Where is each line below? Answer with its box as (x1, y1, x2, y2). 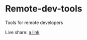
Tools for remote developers (5, 19, 63, 25)
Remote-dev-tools (5, 3, 83, 14)
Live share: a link (5, 29, 40, 35)
